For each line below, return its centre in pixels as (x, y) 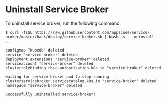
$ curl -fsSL (19, 32)
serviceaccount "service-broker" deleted (49, 63)
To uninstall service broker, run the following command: (63, 23)
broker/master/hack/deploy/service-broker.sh (54, 37)
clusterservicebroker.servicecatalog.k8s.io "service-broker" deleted (81, 81)
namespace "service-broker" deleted (44, 85)
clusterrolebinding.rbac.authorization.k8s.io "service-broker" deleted (83, 68)
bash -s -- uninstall (132, 37)
